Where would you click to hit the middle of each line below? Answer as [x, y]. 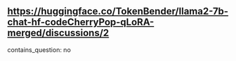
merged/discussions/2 [58, 33]
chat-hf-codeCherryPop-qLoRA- [81, 23]
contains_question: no [39, 50]
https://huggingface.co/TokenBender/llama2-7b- [118, 11]
